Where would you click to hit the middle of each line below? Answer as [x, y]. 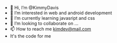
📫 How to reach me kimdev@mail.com [51, 29]
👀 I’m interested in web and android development [61, 13]
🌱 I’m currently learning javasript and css [52, 18]
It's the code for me [31, 36]
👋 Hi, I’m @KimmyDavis [34, 8]
